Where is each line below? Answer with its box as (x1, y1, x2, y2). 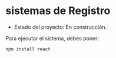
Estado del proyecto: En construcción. (14, 23, 107, 30)
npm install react (5, 46, 51, 52)
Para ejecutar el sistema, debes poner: (5, 35, 100, 42)
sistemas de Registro (5, 4, 111, 18)
